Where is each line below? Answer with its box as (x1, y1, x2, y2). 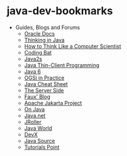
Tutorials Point (24, 144, 60, 151)
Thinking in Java (24, 36, 65, 43)
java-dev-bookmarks (7, 4, 113, 18)
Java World (24, 125, 52, 132)
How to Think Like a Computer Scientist (24, 43, 121, 50)
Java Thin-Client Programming (24, 61, 100, 69)
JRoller (24, 118, 42, 125)
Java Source (24, 137, 55, 144)
